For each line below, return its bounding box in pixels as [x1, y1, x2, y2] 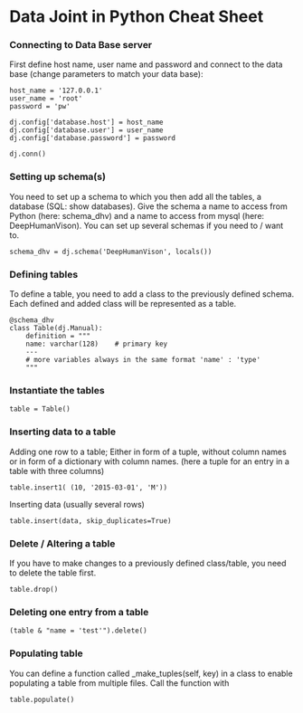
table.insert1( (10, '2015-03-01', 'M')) [9, 482, 168, 492]
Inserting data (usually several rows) [9, 499, 145, 509]
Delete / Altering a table [9, 537, 116, 549]
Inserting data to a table [9, 425, 116, 438]
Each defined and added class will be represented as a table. [9, 299, 237, 309]
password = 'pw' [9, 102, 71, 111]
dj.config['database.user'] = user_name [9, 126, 165, 135]
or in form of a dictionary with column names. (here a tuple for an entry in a [9, 455, 289, 467]
